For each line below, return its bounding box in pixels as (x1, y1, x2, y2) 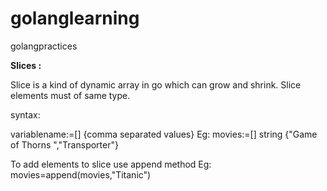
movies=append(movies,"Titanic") (10, 168, 152, 181)
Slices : (10, 59, 42, 71)
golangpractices (10, 40, 78, 52)
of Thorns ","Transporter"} (10, 138, 119, 151)
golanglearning (10, 7, 140, 30)
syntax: (10, 108, 41, 121)
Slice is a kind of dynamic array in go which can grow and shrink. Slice (10, 78, 302, 91)
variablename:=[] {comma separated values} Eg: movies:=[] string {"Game (10, 128, 318, 140)
